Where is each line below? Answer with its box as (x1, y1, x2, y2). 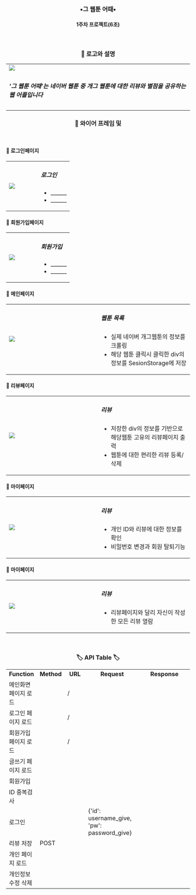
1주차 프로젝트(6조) (76, 20, 120, 28)
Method (40, 670, 62, 678)
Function (9, 670, 34, 678)
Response (150, 670, 179, 678)
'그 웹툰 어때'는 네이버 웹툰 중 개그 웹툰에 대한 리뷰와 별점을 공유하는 (9, 82, 186, 90)
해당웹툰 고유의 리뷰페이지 (110, 433, 179, 441)
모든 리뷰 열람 (117, 617, 153, 625)
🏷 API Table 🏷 (76, 653, 120, 661)
